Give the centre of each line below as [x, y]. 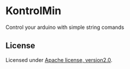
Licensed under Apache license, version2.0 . [59, 60]
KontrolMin [33, 11]
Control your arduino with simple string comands [65, 27]
